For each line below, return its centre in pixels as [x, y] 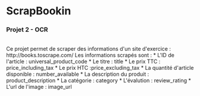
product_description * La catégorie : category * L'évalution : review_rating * [99, 80]
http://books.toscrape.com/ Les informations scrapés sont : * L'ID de [90, 55]
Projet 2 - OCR [27, 30]
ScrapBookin [39, 11]
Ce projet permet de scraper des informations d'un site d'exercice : [89, 49]
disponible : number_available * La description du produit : [78, 74]
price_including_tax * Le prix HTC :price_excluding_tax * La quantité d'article [100, 68]
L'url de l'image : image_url [39, 87]
